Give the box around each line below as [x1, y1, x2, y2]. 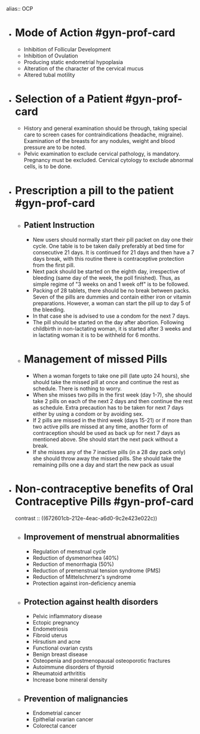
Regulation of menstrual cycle [32, 547, 106, 555]
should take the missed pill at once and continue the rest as [32, 378, 179, 385]
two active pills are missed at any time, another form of [32, 423, 168, 430]
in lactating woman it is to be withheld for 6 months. [32, 331, 160, 339]
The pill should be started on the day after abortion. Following [32, 318, 184, 325]
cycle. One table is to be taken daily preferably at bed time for [32, 242, 185, 249]
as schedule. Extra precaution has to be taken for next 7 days [32, 404, 184, 411]
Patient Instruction [23, 220, 95, 230]
